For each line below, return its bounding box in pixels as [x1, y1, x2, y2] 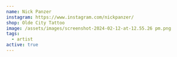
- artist [11, 36, 33, 42]
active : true [6, 42, 39, 48]
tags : [6, 31, 20, 37]
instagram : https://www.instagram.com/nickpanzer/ [6, 14, 134, 20]
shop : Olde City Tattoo [6, 20, 65, 26]
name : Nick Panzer [6, 8, 52, 15]
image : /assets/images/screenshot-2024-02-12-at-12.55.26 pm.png [6, 25, 171, 31]
